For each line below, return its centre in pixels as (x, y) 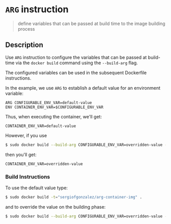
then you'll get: (21, 155)
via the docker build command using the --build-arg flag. (77, 63)
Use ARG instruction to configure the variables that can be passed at (76, 57)
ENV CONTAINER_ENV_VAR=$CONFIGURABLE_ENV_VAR (54, 107)
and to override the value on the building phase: (55, 207)
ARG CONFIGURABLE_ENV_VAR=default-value (49, 103)
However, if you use (26, 135)
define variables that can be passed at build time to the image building (91, 23)
